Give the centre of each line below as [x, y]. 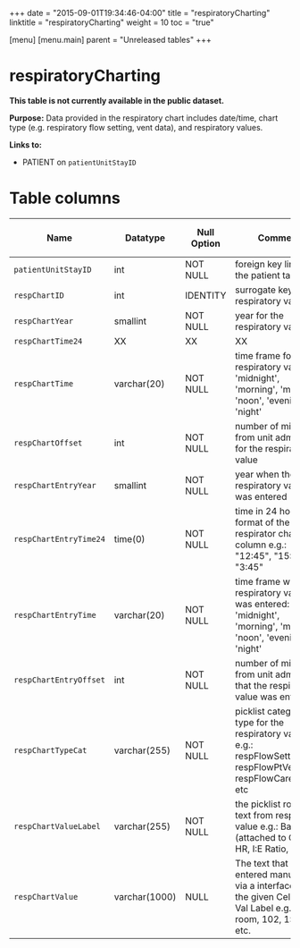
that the [251, 685]
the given [255, 896]
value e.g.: [257, 826]
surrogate [256, 290]
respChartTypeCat [50, 750]
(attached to [261, 837]
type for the [259, 722]
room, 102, [258, 918]
